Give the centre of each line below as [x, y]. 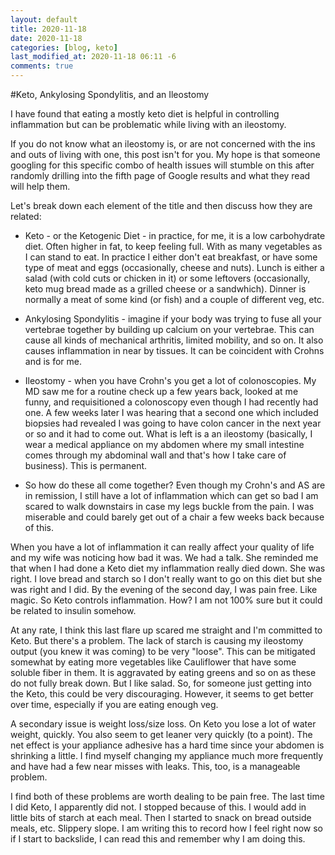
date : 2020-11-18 [46, 38]
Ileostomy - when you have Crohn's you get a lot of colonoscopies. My [170, 380]
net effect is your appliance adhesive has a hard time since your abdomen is [167, 745]
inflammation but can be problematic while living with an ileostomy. [148, 124]
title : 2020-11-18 [48, 29]
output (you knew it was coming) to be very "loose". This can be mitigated [163, 651]
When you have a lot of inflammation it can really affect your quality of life [162, 547]
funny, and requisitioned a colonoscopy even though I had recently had [171, 402]
